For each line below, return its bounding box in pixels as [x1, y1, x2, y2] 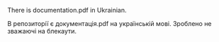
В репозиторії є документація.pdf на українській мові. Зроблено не [7, 20, 212, 27]
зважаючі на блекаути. [7, 27, 77, 35]
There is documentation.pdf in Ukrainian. [7, 6, 127, 14]
